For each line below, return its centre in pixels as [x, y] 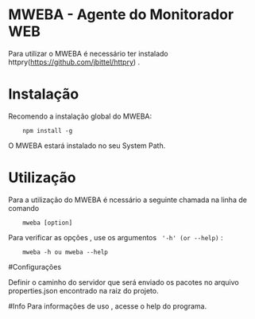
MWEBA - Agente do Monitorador [121, 15]
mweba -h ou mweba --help [66, 252]
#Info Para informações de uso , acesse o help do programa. [108, 306]
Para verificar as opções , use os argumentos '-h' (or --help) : [116, 237]
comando [24, 208]
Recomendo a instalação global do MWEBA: [80, 116]
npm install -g [48, 130]
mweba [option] [48, 223]
